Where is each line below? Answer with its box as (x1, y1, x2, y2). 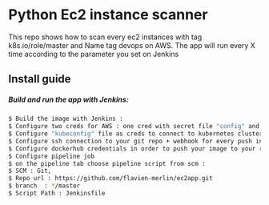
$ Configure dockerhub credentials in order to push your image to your (8, 144, 256, 153)
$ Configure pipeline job (8, 152, 94, 160)
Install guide (8, 72, 71, 86)
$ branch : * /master (8, 182, 81, 190)
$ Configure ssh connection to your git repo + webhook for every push (8, 137, 252, 145)
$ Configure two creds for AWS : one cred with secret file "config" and (8, 123, 260, 131)
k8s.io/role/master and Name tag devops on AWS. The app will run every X (8, 40, 256, 50)
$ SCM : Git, (8, 167, 52, 175)
